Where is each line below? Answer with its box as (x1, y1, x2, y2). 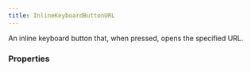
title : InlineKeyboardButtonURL (8, 11, 115, 20)
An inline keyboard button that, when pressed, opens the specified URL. (8, 33, 244, 43)
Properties (8, 53, 50, 64)
